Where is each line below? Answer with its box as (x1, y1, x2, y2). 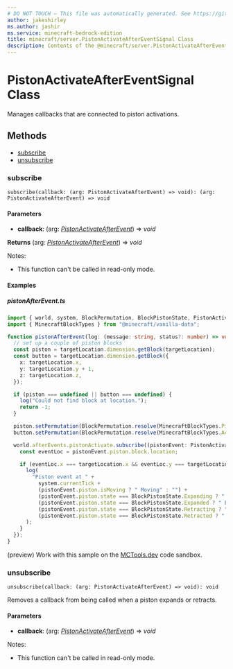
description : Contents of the (7, 42, 95, 49)
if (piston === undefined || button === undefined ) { (13, 391, 172, 398)
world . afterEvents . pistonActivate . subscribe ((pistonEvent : (13, 442, 188, 449)
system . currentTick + (37, 480, 101, 487)
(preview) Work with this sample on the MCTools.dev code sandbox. (7, 550, 202, 559)
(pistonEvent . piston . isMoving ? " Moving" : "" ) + (37, 487, 188, 494)
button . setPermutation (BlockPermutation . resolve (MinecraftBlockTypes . (13, 429, 222, 436)
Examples (7, 281, 37, 289)
